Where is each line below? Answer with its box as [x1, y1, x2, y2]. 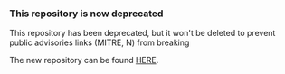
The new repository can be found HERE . [9, 55, 159, 66]
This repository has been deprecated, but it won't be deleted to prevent [9, 28, 276, 39]
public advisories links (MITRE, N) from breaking [9, 37, 190, 48]
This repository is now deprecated [9, 7, 164, 20]
